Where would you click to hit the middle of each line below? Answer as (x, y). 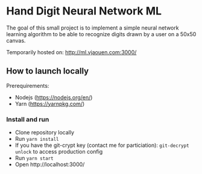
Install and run (28, 119)
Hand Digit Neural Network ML (84, 11)
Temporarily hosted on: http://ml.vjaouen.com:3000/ (71, 52)
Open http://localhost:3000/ (50, 164)
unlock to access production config (59, 152)
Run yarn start (34, 158)
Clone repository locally (44, 132)
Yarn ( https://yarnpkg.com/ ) (50, 104)
